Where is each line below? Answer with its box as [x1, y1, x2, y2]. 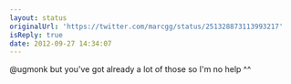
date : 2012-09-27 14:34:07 [9, 38, 112, 48]
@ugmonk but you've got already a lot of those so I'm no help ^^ [9, 64, 252, 75]
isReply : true [9, 30, 64, 39]
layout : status [9, 13, 68, 23]
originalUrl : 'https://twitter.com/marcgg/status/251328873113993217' [9, 22, 284, 31]
